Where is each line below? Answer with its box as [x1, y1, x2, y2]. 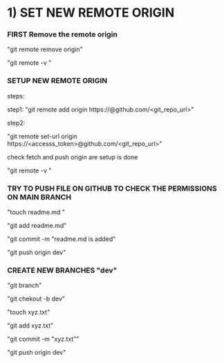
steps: [7, 91, 25, 100]
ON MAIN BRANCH [7, 192, 71, 202]
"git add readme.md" [7, 222, 67, 230]
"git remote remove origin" [7, 45, 83, 53]
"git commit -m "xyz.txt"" [7, 335, 80, 344]
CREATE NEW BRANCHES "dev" [7, 265, 118, 275]
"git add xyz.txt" [7, 321, 54, 330]
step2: [7, 118, 26, 127]
